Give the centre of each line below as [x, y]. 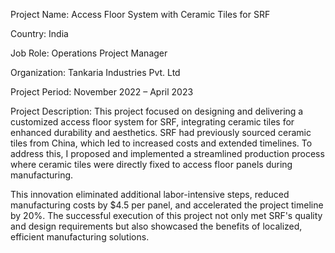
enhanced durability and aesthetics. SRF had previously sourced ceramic [161, 132]
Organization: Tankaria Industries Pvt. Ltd [95, 72]
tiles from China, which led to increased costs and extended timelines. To [161, 143]
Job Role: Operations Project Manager [89, 53]
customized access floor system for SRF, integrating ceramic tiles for [152, 122]
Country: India [39, 33]
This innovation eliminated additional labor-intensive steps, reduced [150, 194]
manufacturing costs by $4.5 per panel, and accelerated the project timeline [167, 205]
